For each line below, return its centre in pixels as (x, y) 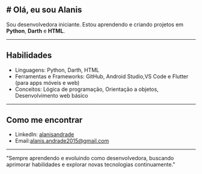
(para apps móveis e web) (47, 82)
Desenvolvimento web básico (51, 95)
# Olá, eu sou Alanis (44, 10)
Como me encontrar (44, 120)
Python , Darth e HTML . (35, 31)
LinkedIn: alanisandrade (44, 134)
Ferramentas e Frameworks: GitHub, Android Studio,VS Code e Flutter (102, 76)
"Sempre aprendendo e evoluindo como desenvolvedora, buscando (90, 158)
